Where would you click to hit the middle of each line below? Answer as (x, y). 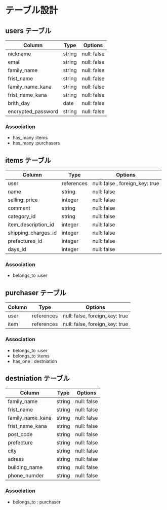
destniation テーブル (37, 378)
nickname (19, 54)
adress (16, 459)
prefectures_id (25, 241)
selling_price (23, 200)
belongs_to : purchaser (36, 502)
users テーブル (28, 31)
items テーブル (28, 160)
